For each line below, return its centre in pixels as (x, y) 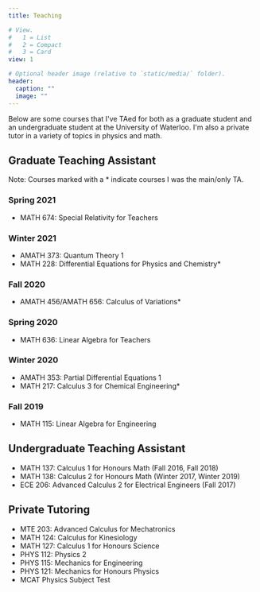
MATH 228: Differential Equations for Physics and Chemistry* (120, 264)
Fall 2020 (27, 284)
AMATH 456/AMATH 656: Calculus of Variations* (100, 302)
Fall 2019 (26, 406)
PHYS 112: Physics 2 (53, 554)
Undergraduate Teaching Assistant (97, 449)
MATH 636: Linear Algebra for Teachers (85, 339)
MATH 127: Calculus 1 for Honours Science (90, 546)
